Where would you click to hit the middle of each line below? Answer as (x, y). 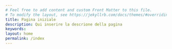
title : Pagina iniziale (31, 19)
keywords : (16, 29)
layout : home (19, 34)
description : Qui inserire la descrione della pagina (64, 24)
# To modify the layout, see (36, 15)
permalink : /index (25, 39)
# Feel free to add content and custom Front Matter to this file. (79, 10)
